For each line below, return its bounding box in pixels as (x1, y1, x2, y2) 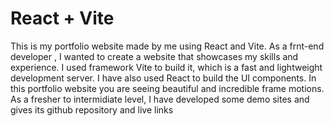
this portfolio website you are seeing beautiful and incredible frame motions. (10, 82, 325, 94)
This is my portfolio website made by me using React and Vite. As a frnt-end (10, 40, 325, 52)
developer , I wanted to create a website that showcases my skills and (10, 50, 299, 62)
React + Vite (10, 7, 115, 30)
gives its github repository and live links (10, 103, 174, 116)
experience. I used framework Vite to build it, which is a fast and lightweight (10, 61, 323, 73)
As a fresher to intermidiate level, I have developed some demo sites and (10, 93, 310, 105)
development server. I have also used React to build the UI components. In (10, 72, 317, 84)
